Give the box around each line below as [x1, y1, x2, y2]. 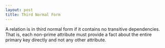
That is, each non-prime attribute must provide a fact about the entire [5, 31, 152, 37]
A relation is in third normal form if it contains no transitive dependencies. [5, 26, 160, 32]
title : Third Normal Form [5, 12, 60, 17]
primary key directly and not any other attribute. [5, 36, 107, 43]
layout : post [5, 7, 33, 13]
